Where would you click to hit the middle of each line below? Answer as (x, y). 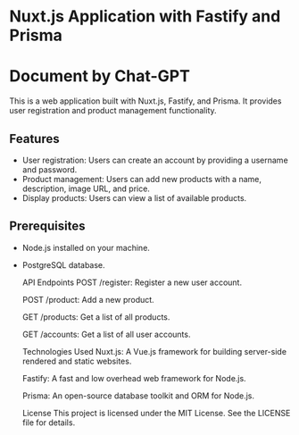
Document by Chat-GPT (100, 76)
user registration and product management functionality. (113, 111)
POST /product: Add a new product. (88, 299)
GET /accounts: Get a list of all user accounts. (106, 334)
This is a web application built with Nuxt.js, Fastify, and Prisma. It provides (145, 101)
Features (34, 139)
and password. (50, 169)
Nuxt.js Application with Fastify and (145, 17)
